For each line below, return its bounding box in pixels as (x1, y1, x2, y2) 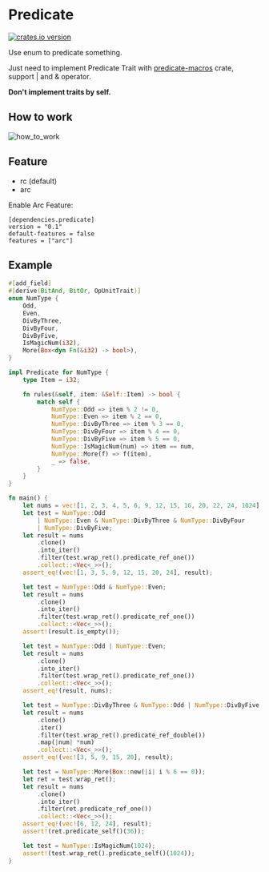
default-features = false (8, 230, 94, 238)
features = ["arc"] (8, 236, 74, 245)
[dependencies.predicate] (8, 215, 94, 223)
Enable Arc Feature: (8, 200, 74, 210)
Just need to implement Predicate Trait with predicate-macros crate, (8, 62, 235, 73)
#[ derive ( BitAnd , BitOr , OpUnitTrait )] (8, 287, 142, 295)
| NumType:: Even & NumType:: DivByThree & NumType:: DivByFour (37, 516, 246, 524)
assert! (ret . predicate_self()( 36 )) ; (22, 827, 146, 835)
